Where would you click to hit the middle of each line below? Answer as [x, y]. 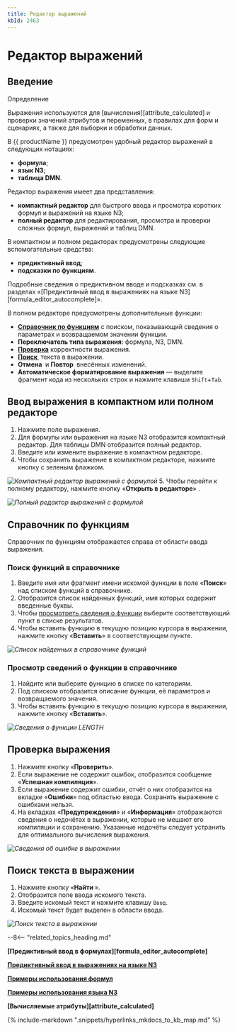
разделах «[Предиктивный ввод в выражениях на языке [93, 291]
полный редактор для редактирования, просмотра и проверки [114, 220]
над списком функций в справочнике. [75, 591]
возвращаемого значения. [58, 698]
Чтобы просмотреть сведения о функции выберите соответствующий [123, 613]
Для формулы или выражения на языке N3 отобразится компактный [121, 438]
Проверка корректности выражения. [74, 349]
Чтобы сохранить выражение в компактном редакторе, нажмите [116, 460]
